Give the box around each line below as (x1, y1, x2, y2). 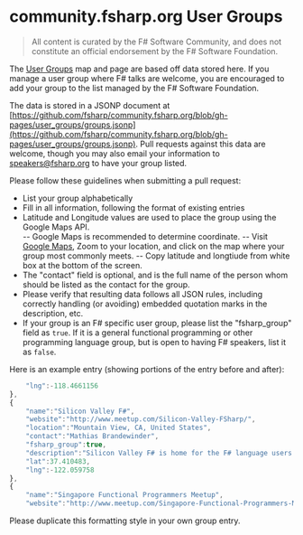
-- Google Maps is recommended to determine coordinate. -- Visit (22, 230, 269, 241)
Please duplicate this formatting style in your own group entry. (9, 515, 241, 526)
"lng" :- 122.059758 (25, 465, 95, 474)
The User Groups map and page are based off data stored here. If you (9, 63, 270, 74)
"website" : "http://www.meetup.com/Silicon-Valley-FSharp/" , (25, 415, 256, 424)
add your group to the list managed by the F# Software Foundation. (9, 82, 260, 93)
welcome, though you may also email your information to (9, 147, 221, 159)
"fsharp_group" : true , (25, 440, 106, 449)
